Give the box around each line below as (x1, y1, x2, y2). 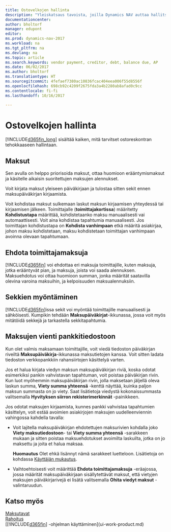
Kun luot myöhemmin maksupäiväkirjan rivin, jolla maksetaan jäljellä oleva (5, 377, 160, 383)
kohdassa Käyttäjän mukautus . (12, 456, 77, 462)
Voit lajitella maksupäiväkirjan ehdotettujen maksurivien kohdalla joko (12, 424, 158, 430)
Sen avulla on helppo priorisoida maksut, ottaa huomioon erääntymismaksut (5, 170, 164, 176)
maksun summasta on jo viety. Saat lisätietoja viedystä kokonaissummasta (5, 388, 161, 394)
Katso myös (5, 497, 44, 505)
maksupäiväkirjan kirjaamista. (5, 191, 68, 197)
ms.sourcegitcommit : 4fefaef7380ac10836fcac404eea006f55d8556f (5, 79, 142, 84)
